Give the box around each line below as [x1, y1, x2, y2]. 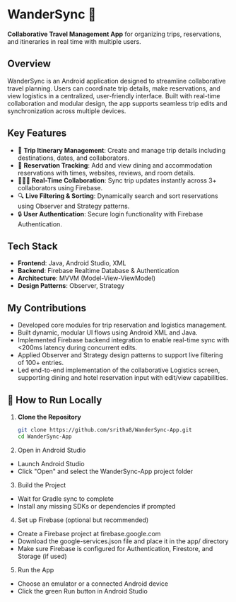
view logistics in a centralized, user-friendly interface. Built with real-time [7, 91, 220, 100]
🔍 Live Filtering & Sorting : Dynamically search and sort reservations [17, 191, 218, 200]
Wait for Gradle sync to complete [17, 494, 114, 503]
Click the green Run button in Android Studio [17, 586, 148, 595]
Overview [7, 58, 52, 70]
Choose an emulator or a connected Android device [17, 579, 168, 588]
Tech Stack [7, 240, 58, 252]
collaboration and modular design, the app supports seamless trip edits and [7, 99, 228, 108]
